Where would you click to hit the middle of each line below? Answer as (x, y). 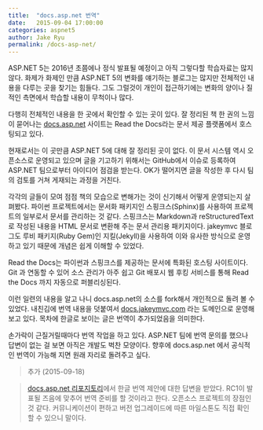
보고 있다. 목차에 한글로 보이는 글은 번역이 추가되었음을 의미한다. (107, 318)
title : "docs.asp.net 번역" (54, 15)
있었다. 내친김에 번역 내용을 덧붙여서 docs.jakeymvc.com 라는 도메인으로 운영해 (131, 309)
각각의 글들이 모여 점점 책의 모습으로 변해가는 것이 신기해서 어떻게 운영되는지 (126, 197)
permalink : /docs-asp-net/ (52, 45)
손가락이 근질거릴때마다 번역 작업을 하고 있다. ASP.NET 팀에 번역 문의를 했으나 (128, 336)
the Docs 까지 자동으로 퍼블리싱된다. (65, 282)
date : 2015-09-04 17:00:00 (56, 23)
